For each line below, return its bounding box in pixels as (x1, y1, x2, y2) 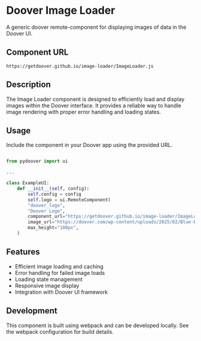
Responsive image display (14, 282, 80, 289)
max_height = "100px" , (28, 225, 79, 231)
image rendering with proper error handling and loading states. (6, 108, 162, 115)
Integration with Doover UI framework (14, 288, 108, 295)
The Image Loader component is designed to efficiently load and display (6, 95, 185, 103)
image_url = (28, 219, 55, 225)
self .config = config (28, 191, 82, 197)
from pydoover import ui (6, 158, 68, 164)
